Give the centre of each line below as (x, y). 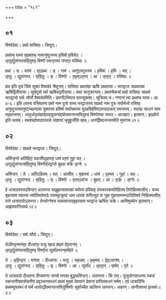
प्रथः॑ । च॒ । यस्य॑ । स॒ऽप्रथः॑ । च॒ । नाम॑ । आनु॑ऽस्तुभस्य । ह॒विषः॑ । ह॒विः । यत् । (68, 71)
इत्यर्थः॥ (154, 287)
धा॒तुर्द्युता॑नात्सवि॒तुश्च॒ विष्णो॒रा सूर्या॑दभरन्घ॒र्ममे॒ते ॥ (41, 250)
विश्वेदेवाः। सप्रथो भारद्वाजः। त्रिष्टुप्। (33, 148)
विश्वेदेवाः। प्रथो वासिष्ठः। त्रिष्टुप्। (31, 45)
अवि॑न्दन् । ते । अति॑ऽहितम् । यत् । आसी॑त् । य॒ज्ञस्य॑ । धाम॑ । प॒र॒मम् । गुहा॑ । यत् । (72, 174)
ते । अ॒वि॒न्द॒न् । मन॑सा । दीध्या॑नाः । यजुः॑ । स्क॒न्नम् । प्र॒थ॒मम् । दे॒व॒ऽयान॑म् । (64, 260)
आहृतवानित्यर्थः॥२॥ (21, 206)
